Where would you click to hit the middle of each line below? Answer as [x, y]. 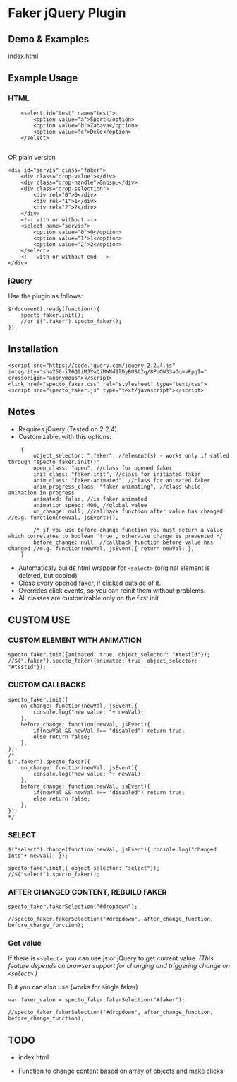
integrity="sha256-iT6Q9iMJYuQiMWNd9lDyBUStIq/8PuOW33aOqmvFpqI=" [108, 372]
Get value [25, 943]
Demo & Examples [49, 39]
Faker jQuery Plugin [67, 13]
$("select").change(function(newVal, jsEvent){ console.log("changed [113, 849]
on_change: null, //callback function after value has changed [128, 511]
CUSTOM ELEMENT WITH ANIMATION [75, 640]
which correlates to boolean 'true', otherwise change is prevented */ [115, 536]
